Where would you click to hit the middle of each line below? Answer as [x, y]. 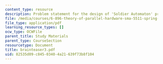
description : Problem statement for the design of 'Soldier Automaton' [79, 14]
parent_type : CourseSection [33, 41]
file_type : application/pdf [33, 23]
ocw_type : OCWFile [24, 32]
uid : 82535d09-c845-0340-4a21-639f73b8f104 [50, 54]
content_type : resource [29, 9]
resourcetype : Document [29, 45]
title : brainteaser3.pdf [30, 50]
